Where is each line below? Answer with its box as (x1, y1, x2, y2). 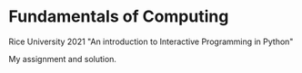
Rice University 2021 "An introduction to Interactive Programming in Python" (8, 36, 294, 47)
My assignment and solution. (8, 53, 117, 64)
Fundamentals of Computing (8, 6, 229, 27)
